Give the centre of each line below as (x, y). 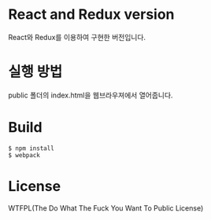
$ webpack (24, 155)
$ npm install (31, 148)
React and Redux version (91, 15)
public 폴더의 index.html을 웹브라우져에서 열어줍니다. (91, 95)
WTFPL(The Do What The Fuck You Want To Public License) (106, 208)
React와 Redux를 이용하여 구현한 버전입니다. (77, 37)
